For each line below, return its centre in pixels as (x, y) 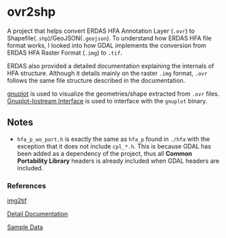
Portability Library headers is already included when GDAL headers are (118, 161)
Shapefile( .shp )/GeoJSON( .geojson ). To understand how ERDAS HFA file (109, 38)
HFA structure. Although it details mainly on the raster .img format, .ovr (107, 73)
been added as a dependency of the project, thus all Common (104, 153)
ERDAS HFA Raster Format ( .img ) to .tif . (65, 53)
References (27, 185)
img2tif (17, 201)
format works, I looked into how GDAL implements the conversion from (107, 45)
